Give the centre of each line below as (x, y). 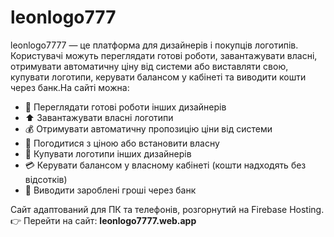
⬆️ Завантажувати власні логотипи (99, 117)
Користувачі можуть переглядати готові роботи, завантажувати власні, (164, 55)
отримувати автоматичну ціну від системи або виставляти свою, (149, 66)
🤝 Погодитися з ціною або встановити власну (122, 143)
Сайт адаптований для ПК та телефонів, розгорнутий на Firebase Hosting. (167, 209)
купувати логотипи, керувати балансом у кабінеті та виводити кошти (158, 77)
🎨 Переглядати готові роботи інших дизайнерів (125, 107)
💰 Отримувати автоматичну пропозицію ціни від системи (148, 128)
